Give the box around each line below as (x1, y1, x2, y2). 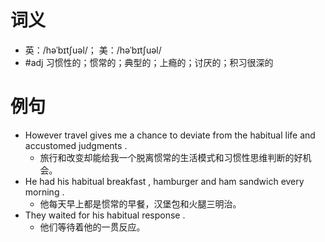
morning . (24, 186, 65, 198)
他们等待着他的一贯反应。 (39, 221, 146, 233)
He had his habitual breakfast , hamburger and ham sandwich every (24, 175, 305, 187)
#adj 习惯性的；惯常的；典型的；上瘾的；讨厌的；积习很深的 (24, 56, 274, 68)
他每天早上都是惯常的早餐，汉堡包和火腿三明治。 (39, 197, 242, 210)
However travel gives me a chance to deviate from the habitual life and (24, 129, 316, 141)
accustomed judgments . (24, 139, 128, 151)
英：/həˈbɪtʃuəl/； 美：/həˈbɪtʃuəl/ (24, 44, 162, 56)
